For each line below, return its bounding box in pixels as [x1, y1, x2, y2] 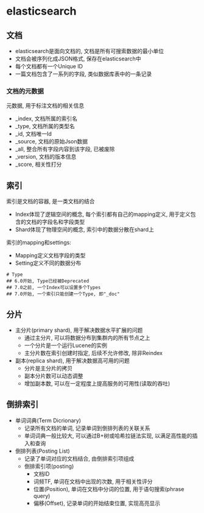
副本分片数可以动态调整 [24, 372, 83, 379]
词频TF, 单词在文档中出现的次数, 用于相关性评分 [33, 478, 153, 485]
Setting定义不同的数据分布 [15, 259, 82, 267]
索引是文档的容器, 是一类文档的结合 [6, 198, 95, 205]
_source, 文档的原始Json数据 [15, 138, 88, 145]
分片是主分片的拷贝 [24, 364, 73, 371]
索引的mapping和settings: [6, 239, 71, 246]
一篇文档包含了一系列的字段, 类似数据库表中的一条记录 [15, 70, 152, 77]
